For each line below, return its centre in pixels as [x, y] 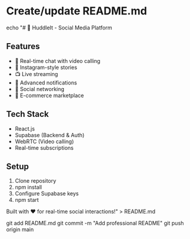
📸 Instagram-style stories [46, 67]
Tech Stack [27, 114]
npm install [28, 187]
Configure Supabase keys [47, 193]
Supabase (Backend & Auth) [50, 135]
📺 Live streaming [36, 74]
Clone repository [36, 181]
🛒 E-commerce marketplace [49, 95]
